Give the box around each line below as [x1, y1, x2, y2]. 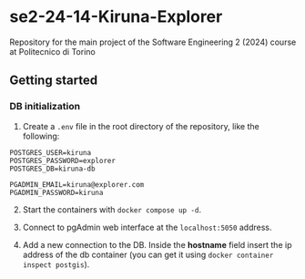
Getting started [9, 73, 98, 88]
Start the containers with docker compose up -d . [22, 203, 202, 215]
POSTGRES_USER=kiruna [9, 148, 92, 157]
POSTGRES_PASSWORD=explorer [9, 156, 117, 165]
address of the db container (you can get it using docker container [22, 249, 274, 260]
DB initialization [9, 100, 80, 113]
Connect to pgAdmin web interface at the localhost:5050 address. [22, 222, 272, 232]
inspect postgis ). [22, 258, 90, 270]
